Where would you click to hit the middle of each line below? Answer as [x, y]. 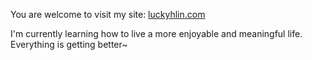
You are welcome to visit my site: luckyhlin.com [108, 14]
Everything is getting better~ [69, 44]
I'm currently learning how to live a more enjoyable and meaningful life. [156, 33]
